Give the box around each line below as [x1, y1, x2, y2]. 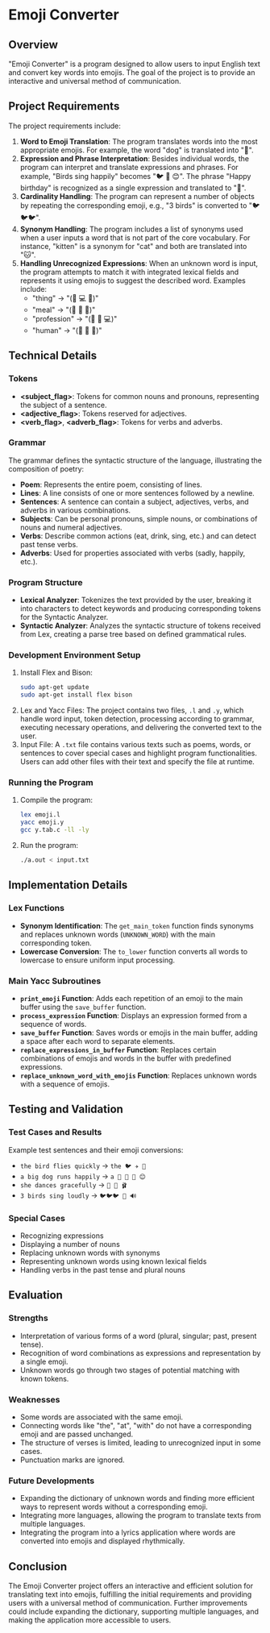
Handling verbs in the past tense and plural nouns [19, 1265, 185, 1274]
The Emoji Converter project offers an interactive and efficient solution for [8, 1581, 254, 1590]
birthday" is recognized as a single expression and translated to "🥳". [19, 183, 247, 193]
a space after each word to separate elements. [19, 1036, 176, 1045]
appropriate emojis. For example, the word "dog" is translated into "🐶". [19, 145, 254, 155]
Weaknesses [8, 1394, 60, 1405]
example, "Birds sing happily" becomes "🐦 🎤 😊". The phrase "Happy [19, 171, 251, 181]
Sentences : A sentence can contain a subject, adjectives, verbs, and [19, 497, 249, 506]
